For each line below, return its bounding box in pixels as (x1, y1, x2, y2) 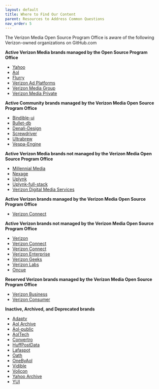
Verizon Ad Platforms (12, 80, 56, 86)
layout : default (5, 7, 38, 12)
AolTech (12, 332, 30, 338)
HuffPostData (12, 342, 40, 348)
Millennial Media (12, 166, 46, 172)
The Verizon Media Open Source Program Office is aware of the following (5, 35, 155, 41)
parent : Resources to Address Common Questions (5, 16, 105, 21)
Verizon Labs (12, 261, 39, 267)
